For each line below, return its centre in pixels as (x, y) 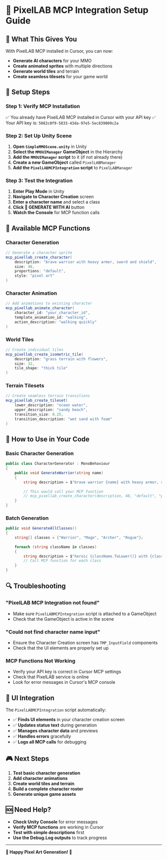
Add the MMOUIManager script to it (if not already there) (68, 157)
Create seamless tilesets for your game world (60, 76)
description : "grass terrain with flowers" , (61, 359)
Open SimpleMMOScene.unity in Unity (50, 146)
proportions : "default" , (40, 271)
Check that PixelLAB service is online (51, 677)
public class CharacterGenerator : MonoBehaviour (58, 464)
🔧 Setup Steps (28, 92)
